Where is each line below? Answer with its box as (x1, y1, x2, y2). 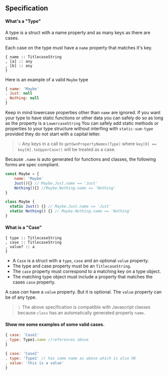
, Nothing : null (5, 96, 39, 101)
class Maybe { (5, 199, 35, 204)
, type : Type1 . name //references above (5, 337, 89, 343)
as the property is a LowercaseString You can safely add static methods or (5, 120, 159, 126)
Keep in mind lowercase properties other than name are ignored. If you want (5, 110, 161, 116)
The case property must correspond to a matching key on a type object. (12, 268, 161, 274)
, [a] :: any (5, 59, 33, 64)
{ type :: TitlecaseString (5, 236, 62, 241)
